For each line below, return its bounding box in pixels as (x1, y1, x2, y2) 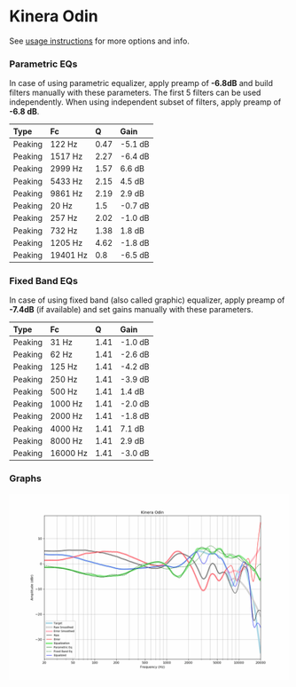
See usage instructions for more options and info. (9, 36, 191, 46)
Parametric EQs (9, 58, 78, 70)
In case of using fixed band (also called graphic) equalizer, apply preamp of (9, 295, 285, 305)
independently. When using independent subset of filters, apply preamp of (9, 97, 282, 107)
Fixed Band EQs (9, 274, 78, 287)
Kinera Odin (9, 6, 99, 27)
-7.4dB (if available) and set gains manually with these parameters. (9, 304, 254, 315)
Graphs (9, 472, 42, 485)
